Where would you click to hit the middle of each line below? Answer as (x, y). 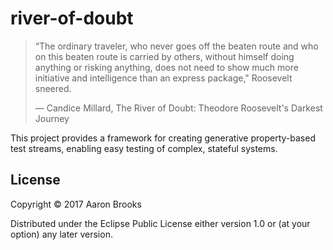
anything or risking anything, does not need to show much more (166, 67)
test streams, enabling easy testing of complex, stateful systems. (144, 148)
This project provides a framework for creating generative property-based (163, 138)
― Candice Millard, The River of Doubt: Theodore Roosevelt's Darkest (178, 108)
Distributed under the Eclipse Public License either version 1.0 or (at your (160, 223)
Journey (52, 118)
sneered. (53, 88)
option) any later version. (61, 234)
